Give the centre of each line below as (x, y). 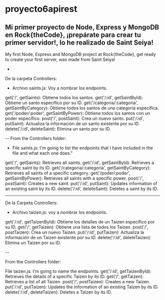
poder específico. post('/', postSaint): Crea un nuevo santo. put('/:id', (75, 118)
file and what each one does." (42, 153)
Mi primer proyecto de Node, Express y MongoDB (82, 27)
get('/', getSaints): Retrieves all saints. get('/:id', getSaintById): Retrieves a (80, 163)
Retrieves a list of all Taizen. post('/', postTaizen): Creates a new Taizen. (78, 282)
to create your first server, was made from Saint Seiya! (60, 59)
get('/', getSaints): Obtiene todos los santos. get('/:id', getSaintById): (74, 97)
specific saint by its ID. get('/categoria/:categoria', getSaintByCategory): (78, 168)
